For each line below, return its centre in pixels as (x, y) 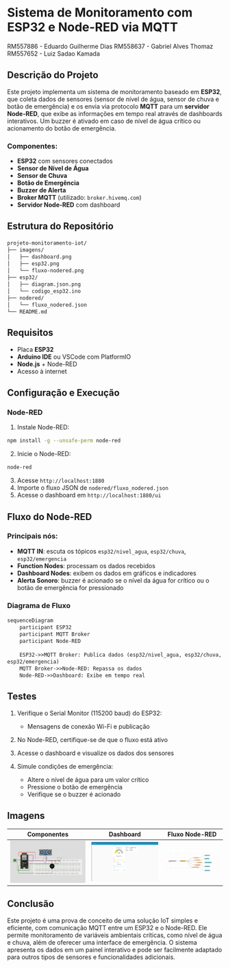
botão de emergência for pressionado (70, 587)
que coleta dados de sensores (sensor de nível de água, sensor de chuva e (113, 99)
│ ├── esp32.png (33, 263)
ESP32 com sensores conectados (65, 161)
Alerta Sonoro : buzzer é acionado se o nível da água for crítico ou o (113, 580)
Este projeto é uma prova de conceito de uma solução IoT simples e (103, 920)
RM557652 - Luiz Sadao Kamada (54, 54)
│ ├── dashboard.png (39, 257)
